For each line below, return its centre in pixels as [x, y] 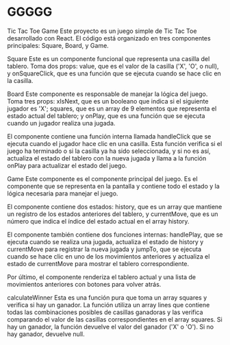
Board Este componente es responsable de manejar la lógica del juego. [107, 94]
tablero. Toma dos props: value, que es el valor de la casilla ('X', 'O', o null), [113, 66]
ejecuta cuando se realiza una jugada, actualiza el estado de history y [105, 241]
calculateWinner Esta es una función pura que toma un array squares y [107, 297]
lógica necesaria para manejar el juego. [63, 193]
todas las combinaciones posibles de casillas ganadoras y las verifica [105, 312]
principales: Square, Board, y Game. [58, 45]
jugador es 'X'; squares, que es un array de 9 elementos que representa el [112, 108]
